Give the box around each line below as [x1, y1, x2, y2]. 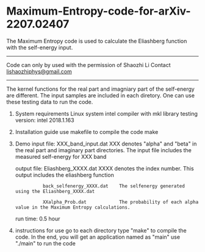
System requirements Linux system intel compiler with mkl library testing [15, 110, 198, 117]
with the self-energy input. [6, 44, 73, 51]
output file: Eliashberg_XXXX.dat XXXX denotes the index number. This [15, 164, 194, 172]
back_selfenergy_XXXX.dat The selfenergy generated [42, 183, 185, 189]
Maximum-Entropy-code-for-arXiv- [6, 4, 191, 18]
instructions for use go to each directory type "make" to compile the [15, 226, 187, 234]
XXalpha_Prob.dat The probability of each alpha [42, 199, 199, 205]
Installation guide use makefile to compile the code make [15, 128, 159, 135]
